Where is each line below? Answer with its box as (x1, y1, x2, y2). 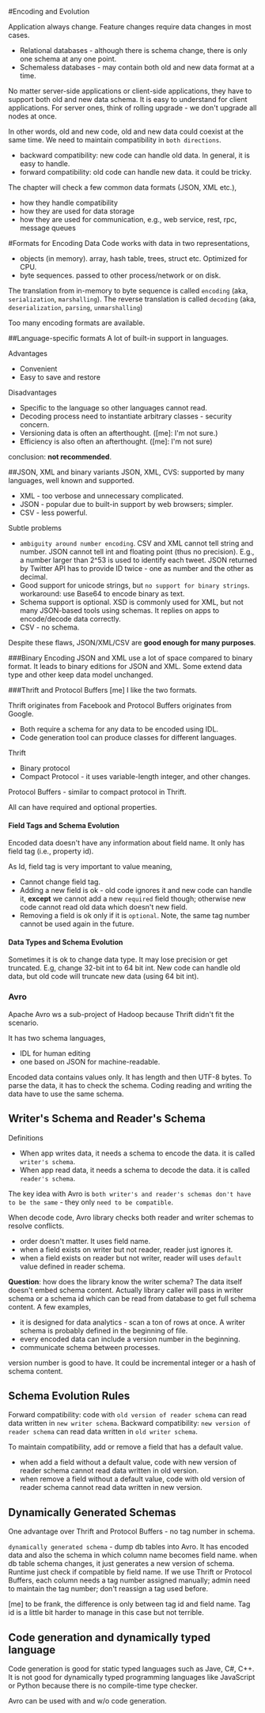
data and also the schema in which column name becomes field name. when (8, 1550, 258, 1560)
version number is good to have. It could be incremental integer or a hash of (8, 1358, 256, 1367)
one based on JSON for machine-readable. (19, 1057, 161, 1066)
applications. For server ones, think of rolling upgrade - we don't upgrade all (8, 103, 257, 112)
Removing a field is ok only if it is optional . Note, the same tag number (19, 911, 251, 921)
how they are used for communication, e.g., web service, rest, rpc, (19, 215, 237, 224)
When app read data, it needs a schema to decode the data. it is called (19, 1165, 251, 1174)
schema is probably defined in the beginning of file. (19, 1325, 188, 1335)
